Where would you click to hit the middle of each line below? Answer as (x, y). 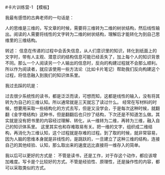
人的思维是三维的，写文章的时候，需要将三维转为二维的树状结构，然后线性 (80, 28)
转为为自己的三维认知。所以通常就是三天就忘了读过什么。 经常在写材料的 (79, 102)
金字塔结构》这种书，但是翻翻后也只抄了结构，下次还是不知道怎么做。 (84, 114)
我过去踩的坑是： (22, 86)
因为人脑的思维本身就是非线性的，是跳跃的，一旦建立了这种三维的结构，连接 (82, 139)
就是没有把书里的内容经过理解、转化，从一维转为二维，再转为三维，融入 (82, 121)
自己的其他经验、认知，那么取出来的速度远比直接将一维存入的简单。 (74, 145)
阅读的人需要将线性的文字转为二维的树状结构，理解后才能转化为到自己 (84, 34)
